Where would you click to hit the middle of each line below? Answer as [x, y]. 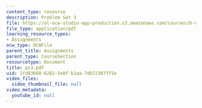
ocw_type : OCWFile [29, 46]
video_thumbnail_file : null [47, 85]
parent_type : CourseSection [41, 56]
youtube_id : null [33, 95]
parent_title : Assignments [40, 51]
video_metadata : [26, 90]
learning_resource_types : [38, 34]
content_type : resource [36, 12]
